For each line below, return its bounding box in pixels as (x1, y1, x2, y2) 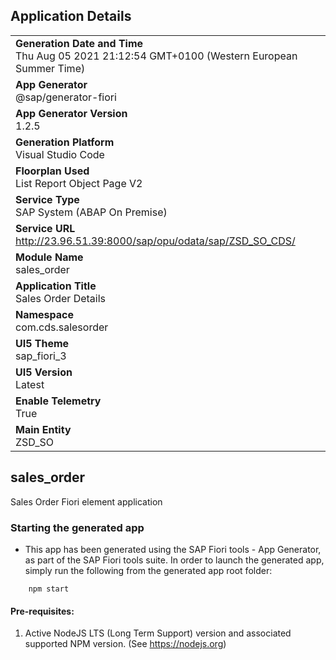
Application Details (10, 8, 132, 25)
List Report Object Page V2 (15, 176, 143, 190)
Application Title (15, 279, 97, 293)
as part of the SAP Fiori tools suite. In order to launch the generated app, (24, 554, 325, 566)
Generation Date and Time (15, 36, 144, 50)
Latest (15, 377, 45, 391)
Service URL (15, 221, 76, 235)
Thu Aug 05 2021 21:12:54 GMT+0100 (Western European (15, 49, 298, 63)
